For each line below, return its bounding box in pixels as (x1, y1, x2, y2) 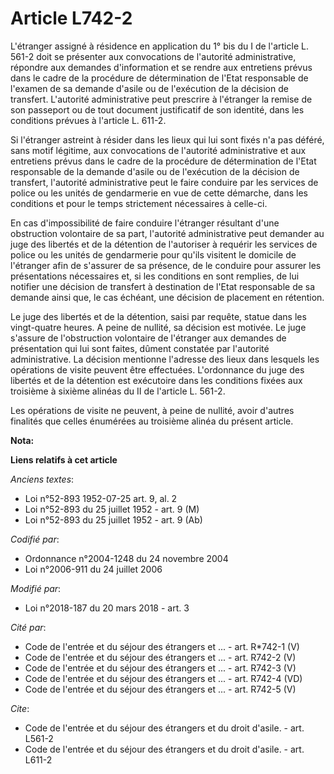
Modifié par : (10, 582, 62, 594)
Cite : (10, 702, 30, 714)
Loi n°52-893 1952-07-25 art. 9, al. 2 (24, 492, 178, 504)
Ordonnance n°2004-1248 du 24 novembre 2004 (24, 552, 229, 564)
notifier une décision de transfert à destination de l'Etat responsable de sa (10, 280, 316, 292)
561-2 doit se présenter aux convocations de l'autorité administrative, (10, 50, 297, 62)
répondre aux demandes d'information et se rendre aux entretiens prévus (10, 61, 313, 73)
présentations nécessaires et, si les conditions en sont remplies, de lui (10, 270, 300, 282)
